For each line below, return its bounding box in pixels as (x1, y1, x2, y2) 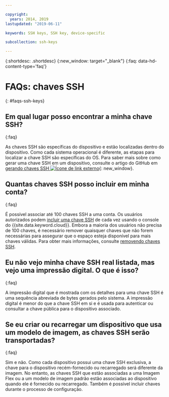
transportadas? (5, 336, 55, 345)
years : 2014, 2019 (10, 16, 49, 22)
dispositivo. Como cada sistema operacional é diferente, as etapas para (5, 149, 155, 155)
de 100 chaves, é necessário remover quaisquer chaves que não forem (5, 227, 153, 233)
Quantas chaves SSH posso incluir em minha (5, 180, 149, 189)
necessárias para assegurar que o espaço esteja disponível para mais (5, 233, 151, 239)
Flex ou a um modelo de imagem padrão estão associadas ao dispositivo (5, 376, 157, 382)
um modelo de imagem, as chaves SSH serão (5, 328, 150, 337)
